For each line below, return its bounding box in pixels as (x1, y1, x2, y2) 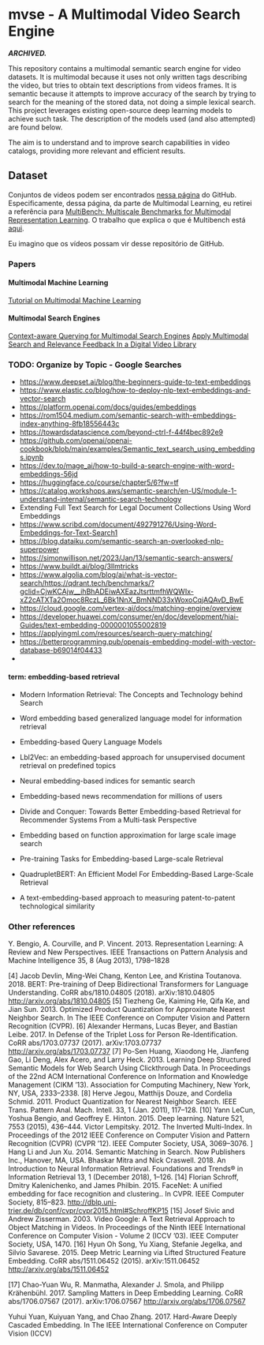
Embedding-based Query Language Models (19, 736, 163, 747)
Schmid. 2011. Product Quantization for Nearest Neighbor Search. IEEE (8, 1096, 237, 1106)
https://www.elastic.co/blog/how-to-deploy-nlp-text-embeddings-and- (19, 385, 251, 395)
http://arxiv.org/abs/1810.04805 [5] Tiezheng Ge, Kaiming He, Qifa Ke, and (8, 996, 251, 1006)
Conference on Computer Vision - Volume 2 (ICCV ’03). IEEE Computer (8, 1231, 239, 1240)
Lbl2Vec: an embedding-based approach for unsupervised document (19, 752, 246, 762)
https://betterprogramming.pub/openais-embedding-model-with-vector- (19, 637, 256, 646)
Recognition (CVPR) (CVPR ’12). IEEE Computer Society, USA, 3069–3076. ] (8, 1138, 254, 1148)
